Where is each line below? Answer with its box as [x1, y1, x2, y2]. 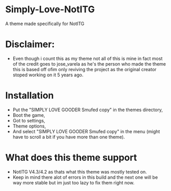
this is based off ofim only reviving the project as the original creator [12, 66, 157, 72]
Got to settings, [12, 117, 45, 123]
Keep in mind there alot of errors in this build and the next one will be [12, 174, 158, 180]
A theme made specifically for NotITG [5, 20, 85, 27]
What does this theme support [5, 152, 137, 163]
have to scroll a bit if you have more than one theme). [12, 134, 125, 140]
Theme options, [12, 123, 46, 129]
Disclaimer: [5, 38, 55, 50]
